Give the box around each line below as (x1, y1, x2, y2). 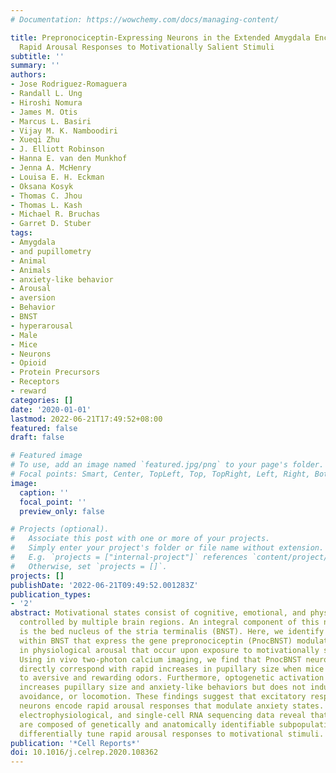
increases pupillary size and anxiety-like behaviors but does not (19, 682, 307, 693)
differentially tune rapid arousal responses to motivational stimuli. (19, 729, 325, 739)
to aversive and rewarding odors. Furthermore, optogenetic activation (19, 673, 325, 683)
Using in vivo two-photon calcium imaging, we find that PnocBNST (19, 654, 302, 665)
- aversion (10, 293, 56, 303)
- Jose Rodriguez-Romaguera (10, 79, 128, 90)
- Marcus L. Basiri (10, 116, 92, 126)
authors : (10, 70, 47, 80)
